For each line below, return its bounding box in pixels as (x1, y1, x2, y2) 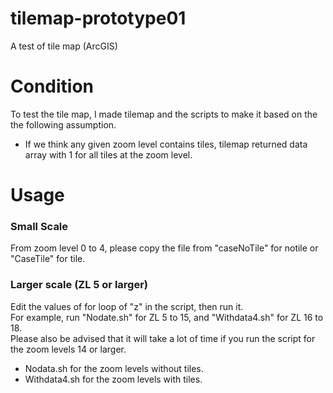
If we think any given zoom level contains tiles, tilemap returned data (24, 138, 308, 150)
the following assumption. (10, 118, 117, 131)
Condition (10, 75, 94, 98)
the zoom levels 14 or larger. (10, 343, 127, 355)
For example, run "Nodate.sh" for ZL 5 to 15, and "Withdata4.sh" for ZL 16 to (10, 311, 324, 323)
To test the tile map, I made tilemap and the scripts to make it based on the (10, 108, 318, 120)
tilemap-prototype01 (10, 7, 187, 30)
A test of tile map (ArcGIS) (10, 40, 118, 52)
